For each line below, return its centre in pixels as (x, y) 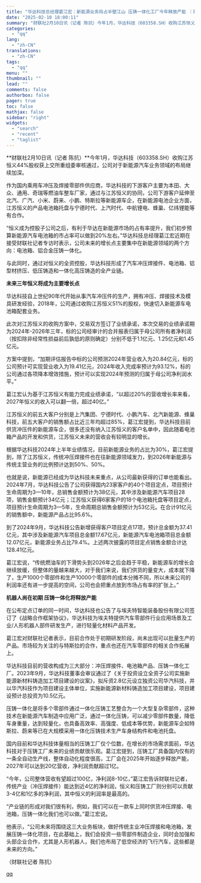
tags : (13, 62)
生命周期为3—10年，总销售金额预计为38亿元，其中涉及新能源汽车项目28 (96, 492)
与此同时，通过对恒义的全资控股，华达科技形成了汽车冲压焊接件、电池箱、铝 (100, 263)
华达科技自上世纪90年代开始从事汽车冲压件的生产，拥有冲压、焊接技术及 (96, 296)
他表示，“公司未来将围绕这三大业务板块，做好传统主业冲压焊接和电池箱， (97, 826)
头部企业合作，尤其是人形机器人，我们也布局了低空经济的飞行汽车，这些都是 (100, 841)
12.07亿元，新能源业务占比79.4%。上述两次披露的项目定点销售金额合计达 (97, 542)
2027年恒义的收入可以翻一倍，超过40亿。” (58, 401)
